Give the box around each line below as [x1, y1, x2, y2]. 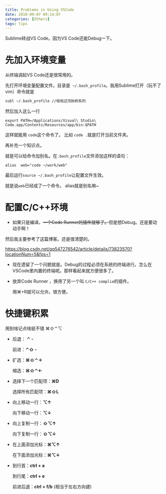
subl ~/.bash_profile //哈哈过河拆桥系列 [5, 99, 86, 104]
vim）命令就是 [5, 89, 35, 95]
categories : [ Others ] [5, 16, 50, 21]
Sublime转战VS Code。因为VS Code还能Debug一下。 [5, 35, 115, 41]
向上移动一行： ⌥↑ [12, 399, 52, 405]
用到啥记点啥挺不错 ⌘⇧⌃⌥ [5, 325, 62, 331]
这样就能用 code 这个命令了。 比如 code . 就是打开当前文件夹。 [5, 132, 131, 138]
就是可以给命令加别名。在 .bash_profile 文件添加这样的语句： [5, 153, 130, 159]
